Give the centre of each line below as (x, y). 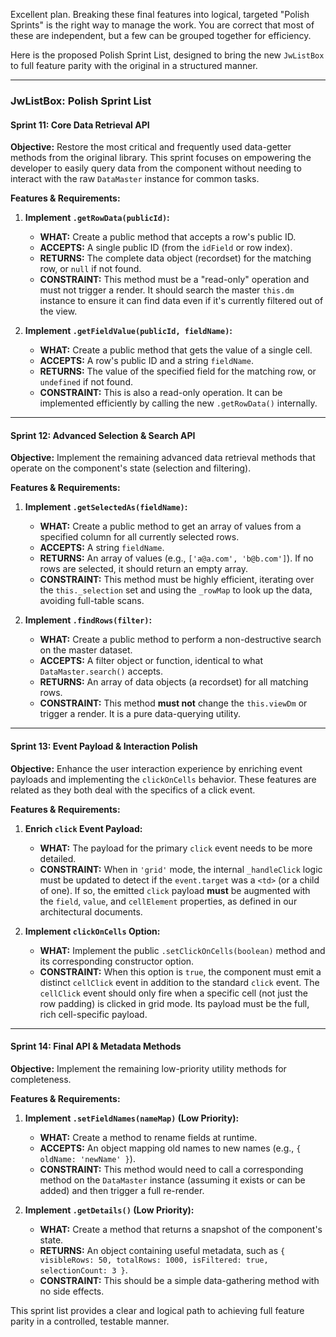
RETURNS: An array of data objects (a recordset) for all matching (174, 682)
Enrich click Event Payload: (83, 828)
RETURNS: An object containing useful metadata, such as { (162, 1250)
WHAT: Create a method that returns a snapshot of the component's (181, 1229)
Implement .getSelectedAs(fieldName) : (106, 507)
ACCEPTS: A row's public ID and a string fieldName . (146, 361)
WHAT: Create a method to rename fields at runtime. (148, 1137)
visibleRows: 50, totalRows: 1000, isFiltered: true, (154, 1260)
